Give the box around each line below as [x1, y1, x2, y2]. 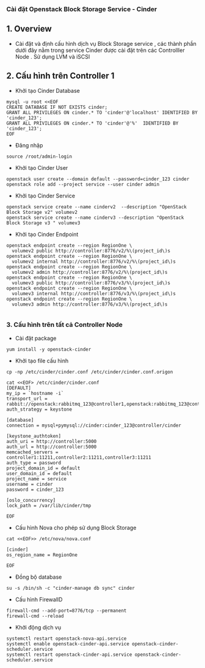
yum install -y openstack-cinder [6, 346, 92, 353]
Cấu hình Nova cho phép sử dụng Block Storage [15, 524, 137, 531]
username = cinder [6, 481, 53, 487]
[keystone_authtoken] [6, 433, 62, 439]
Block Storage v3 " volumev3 [6, 219, 81, 226]
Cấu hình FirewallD [15, 595, 63, 603]
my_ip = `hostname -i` [6, 390, 64, 396]
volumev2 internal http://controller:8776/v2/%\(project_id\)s [12, 259, 176, 265]
